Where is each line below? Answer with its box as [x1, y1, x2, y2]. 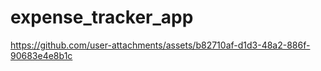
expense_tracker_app [10, 6, 194, 29]
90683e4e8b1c [10, 49, 73, 61]
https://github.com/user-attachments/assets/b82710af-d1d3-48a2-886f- [10, 39, 311, 51]
